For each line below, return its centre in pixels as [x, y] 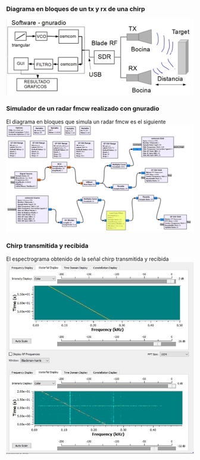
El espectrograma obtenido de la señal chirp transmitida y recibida [87, 259]
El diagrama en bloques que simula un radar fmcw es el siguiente [86, 122]
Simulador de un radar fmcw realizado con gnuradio [83, 109]
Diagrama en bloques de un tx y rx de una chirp [76, 9]
